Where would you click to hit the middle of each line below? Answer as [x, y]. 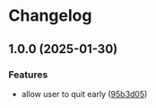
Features [28, 75]
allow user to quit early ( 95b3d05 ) [84, 94]
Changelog [50, 16]
